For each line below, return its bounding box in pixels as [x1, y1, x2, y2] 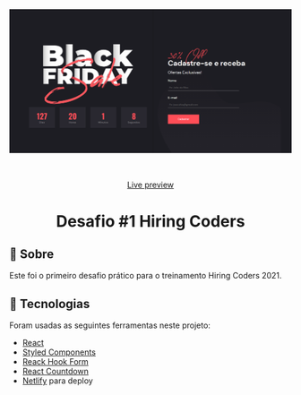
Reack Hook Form [21, 356, 90, 367]
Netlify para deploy [21, 375, 94, 386]
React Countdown [21, 366, 90, 377]
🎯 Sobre [9, 246, 55, 262]
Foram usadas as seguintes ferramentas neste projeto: [9, 320, 211, 331]
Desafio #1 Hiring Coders [56, 210, 245, 231]
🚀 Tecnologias [9, 296, 90, 312]
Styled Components [21, 347, 97, 357]
